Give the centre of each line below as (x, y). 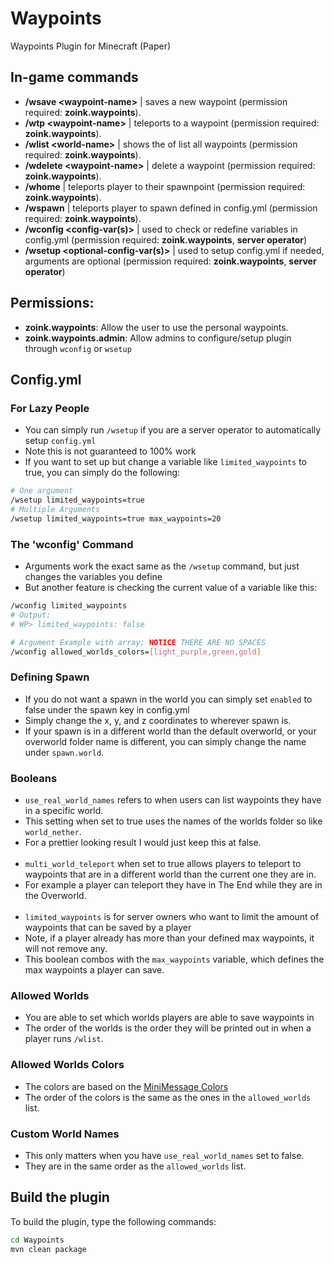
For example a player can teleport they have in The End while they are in (173, 885)
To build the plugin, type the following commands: (113, 1221)
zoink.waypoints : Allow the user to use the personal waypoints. (156, 327)
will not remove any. (66, 949)
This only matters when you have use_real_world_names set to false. (164, 1155)
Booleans (34, 778)
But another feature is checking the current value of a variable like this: (171, 588)
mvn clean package (48, 1249)
